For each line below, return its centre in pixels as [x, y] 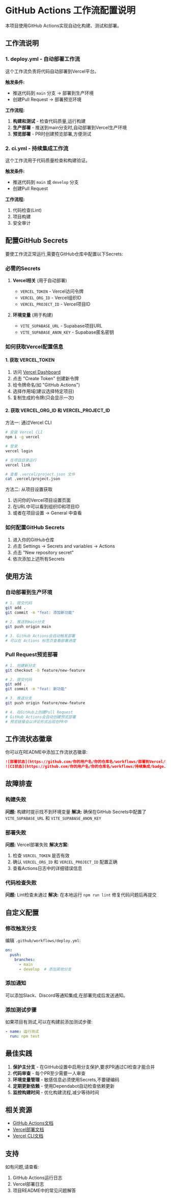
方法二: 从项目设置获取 [29, 489]
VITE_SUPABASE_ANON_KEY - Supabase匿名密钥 [67, 332]
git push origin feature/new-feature [45, 703]
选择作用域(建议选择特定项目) [44, 391]
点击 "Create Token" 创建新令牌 [46, 379]
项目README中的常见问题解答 [44, 1190]
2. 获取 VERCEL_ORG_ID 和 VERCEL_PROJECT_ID [58, 410]
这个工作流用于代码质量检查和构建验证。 [48, 160]
